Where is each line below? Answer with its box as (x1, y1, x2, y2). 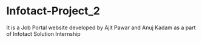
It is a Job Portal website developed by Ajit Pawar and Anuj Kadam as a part (6, 24, 196, 31)
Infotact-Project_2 (6, 4, 101, 18)
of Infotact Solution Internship (6, 30, 81, 37)
